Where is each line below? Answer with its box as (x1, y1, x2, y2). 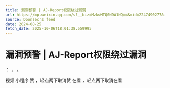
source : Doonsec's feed (5, 17, 56, 22)
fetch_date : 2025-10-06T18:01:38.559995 (5, 26, 92, 31)
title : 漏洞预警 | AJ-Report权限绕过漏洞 (5, 7, 86, 13)
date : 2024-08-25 (5, 21, 42, 27)
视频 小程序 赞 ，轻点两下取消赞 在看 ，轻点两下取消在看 (5, 77, 122, 83)
